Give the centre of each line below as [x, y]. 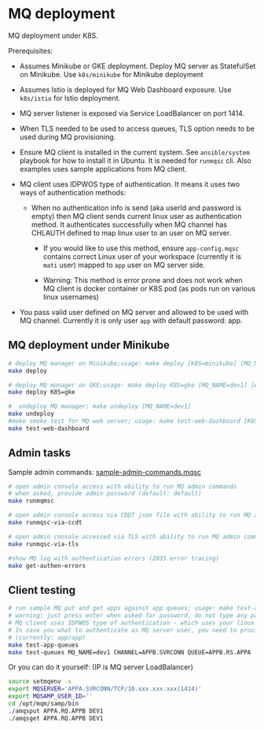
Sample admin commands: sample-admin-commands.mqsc [105, 472]
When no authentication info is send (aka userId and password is [136, 208]
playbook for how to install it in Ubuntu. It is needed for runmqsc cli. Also [135, 160]
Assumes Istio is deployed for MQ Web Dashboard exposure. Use [125, 89]
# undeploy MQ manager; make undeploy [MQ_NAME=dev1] [100, 406]
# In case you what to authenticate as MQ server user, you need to [123, 630]
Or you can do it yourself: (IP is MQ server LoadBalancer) [101, 667]
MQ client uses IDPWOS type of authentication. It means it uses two [130, 184]
